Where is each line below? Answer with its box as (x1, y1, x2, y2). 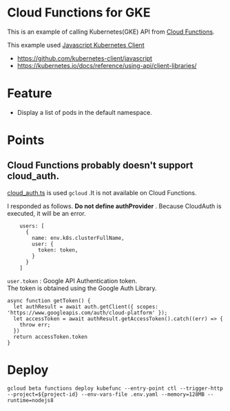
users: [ (19, 222, 45, 230)
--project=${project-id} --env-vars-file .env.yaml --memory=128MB (7, 390, 205, 398)
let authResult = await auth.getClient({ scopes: (13, 303, 158, 310)
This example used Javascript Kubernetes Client (7, 41, 145, 49)
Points (7, 133, 45, 148)
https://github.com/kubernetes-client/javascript (17, 54, 153, 63)
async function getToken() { (7, 297, 91, 304)
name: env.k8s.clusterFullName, (32, 234, 125, 241)
